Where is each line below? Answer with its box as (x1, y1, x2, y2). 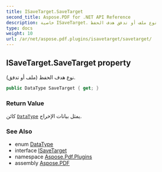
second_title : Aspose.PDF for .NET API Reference (6, 14, 131, 20)
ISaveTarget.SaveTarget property (6, 58, 131, 68)
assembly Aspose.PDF (14, 160, 70, 167)
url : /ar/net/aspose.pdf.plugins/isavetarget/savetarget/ (6, 36, 152, 42)
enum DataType (14, 141, 54, 148)
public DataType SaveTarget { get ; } (6, 85, 99, 91)
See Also (6, 127, 33, 135)
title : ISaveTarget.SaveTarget (6, 8, 83, 15)
